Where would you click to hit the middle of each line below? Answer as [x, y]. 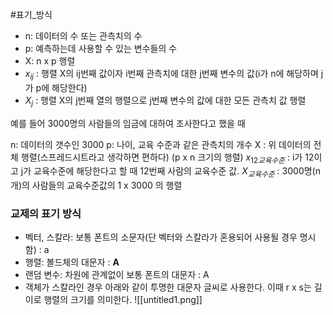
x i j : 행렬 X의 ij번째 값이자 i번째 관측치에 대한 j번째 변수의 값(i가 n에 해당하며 [171, 75]
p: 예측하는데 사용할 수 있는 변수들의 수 [101, 48]
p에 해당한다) [61, 87]
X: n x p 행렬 [50, 61]
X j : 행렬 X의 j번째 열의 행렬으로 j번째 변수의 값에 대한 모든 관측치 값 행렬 [165, 101]
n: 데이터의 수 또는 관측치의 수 [83, 36]
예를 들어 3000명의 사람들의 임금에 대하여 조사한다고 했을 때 [128, 123]
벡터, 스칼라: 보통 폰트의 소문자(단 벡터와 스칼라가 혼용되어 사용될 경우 [161, 237]
